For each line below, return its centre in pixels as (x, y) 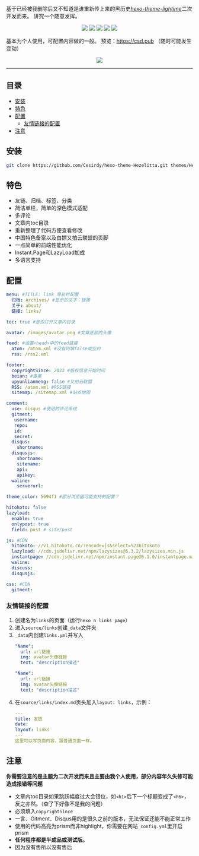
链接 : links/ (27, 311)
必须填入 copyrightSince (44, 811)
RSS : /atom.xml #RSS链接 (41, 387)
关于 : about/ (27, 305)
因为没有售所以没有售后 (43, 847)
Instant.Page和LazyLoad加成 (50, 253)
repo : (21, 425)
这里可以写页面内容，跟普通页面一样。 (54, 741)
